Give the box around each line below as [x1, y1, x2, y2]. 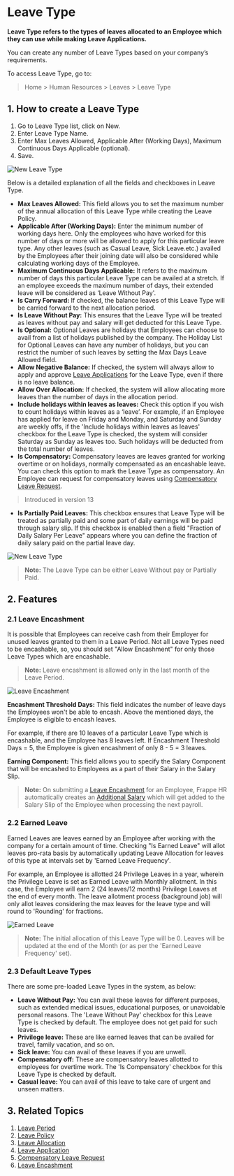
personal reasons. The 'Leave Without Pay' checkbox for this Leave [17, 1011, 212, 1019]
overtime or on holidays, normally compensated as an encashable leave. [17, 459, 226, 468]
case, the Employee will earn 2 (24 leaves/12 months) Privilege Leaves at [7, 884, 217, 893]
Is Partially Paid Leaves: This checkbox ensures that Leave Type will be [17, 508, 225, 517]
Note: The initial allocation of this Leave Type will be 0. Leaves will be [24, 934, 225, 942]
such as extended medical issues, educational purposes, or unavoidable [17, 1003, 226, 1012]
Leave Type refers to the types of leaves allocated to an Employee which [7, 27, 222, 36]
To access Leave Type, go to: [7, 69, 92, 78]
